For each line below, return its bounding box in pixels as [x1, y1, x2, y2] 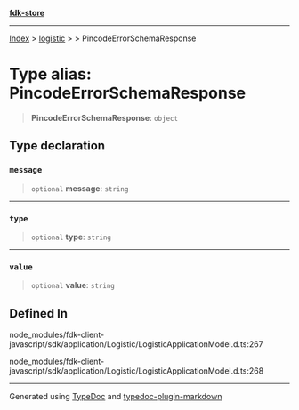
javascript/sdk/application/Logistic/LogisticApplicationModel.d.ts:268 [9, 366, 264, 376]
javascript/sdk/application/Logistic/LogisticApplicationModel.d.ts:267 [9, 339, 264, 350]
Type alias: [9, 64, 92, 84]
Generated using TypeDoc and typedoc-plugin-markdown [9, 391, 222, 402]
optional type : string [30, 231, 111, 242]
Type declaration [9, 138, 105, 154]
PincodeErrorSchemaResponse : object [30, 112, 179, 123]
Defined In [9, 306, 69, 321]
